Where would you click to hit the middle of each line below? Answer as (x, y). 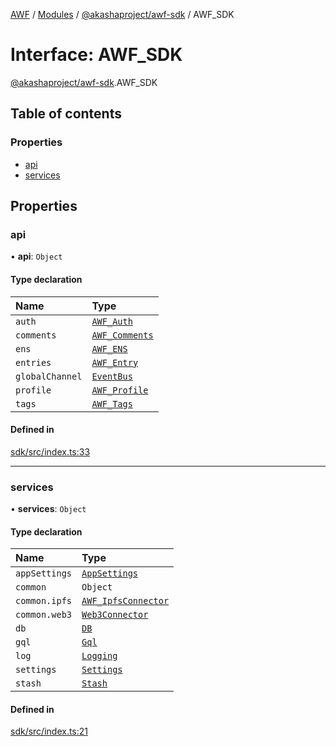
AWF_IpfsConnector (125, 601)
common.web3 (44, 615)
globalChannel (49, 376)
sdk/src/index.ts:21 (49, 731)
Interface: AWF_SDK (96, 55)
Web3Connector (115, 615)
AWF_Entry (115, 362)
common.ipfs (44, 601)
